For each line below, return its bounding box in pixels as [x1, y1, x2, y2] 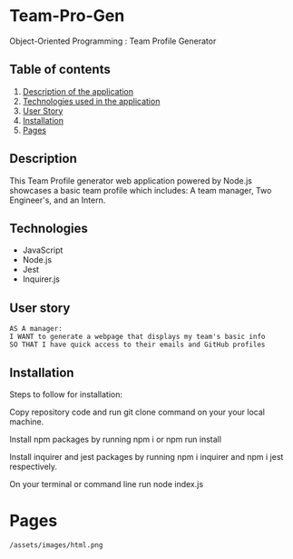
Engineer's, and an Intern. [9, 195, 106, 205]
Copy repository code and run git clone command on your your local [9, 406, 266, 417]
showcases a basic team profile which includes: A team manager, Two [9, 185, 272, 195]
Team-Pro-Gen [9, 5, 125, 26]
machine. [9, 416, 44, 427]
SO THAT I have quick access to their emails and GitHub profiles [9, 340, 266, 350]
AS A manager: [9, 324, 63, 334]
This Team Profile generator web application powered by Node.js [9, 175, 252, 186]
